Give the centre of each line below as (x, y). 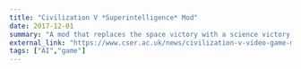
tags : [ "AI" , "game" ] (48, 51)
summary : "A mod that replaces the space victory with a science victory (150, 34)
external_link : (38, 43)
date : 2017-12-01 (42, 26)
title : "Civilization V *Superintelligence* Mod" (104, 17)
